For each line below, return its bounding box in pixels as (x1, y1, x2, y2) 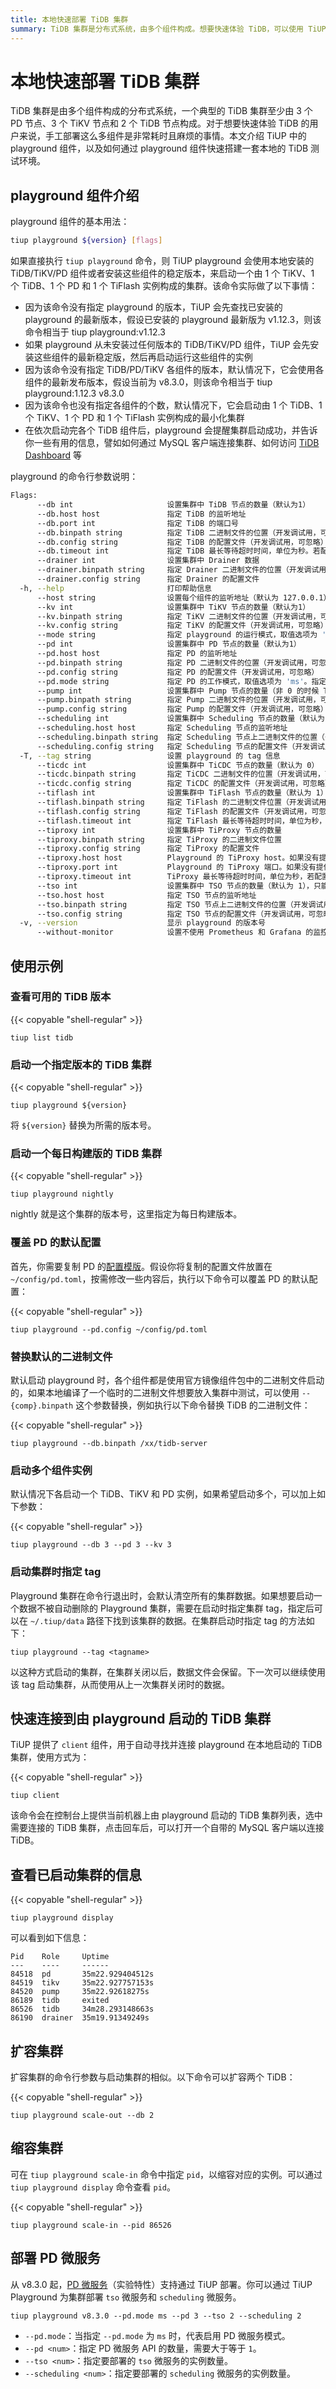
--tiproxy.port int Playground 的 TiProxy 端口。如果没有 (36, 862, 317, 873)
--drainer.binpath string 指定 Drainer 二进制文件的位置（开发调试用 (36, 565, 327, 575)
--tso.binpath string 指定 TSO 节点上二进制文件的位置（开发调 (36, 899, 317, 910)
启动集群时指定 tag (10, 1565, 102, 1579)
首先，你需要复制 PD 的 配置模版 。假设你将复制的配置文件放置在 (10, 1260, 273, 1272)
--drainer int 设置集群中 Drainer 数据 (36, 556, 260, 566)
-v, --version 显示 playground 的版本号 (19, 918, 266, 928)
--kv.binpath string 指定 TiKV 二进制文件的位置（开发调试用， (36, 611, 321, 621)
